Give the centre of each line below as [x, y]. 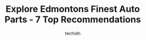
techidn [73, 33]
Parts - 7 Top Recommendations [73, 20]
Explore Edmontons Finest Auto [73, 9]
